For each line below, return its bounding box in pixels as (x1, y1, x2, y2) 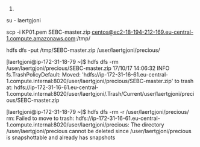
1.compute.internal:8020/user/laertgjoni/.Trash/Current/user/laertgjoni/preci (6, 90, 195, 97)
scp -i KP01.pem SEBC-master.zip (6, 28, 90, 36)
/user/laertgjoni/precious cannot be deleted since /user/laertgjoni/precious (6, 128, 192, 134)
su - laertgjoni (6, 17, 41, 23)
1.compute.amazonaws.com (6, 35, 76, 42)
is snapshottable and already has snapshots (6, 134, 116, 141)
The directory (130, 121, 164, 128)
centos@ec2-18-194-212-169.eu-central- (91, 28, 194, 36)
